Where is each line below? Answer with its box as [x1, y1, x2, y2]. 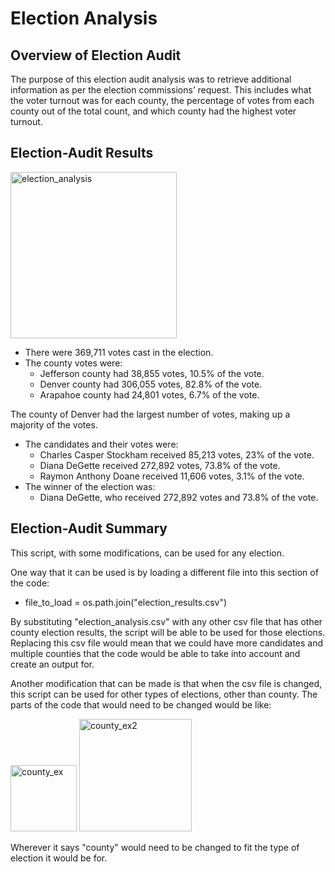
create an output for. [10, 658, 95, 670]
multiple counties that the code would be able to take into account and [10, 647, 301, 659]
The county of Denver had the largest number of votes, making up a [10, 408, 291, 420]
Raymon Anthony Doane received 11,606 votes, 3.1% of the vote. [39, 470, 305, 482]
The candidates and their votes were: [24, 438, 179, 450]
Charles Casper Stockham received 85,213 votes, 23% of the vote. [39, 448, 315, 461]
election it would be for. [10, 852, 108, 864]
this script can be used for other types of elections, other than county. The [10, 688, 318, 700]
